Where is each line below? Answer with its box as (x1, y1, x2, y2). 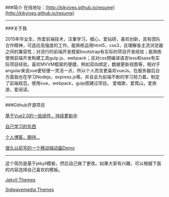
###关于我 (5, 25, 27, 31)
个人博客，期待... (5, 134, 40, 140)
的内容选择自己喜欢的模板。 (5, 167, 63, 173)
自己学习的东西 (5, 123, 36, 129)
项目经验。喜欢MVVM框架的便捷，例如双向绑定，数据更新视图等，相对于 (9, 61, 160, 67)
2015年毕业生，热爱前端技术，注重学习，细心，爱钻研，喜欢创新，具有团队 (5, 36, 161, 42)
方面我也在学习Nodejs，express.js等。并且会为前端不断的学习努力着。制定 (5, 74, 160, 80)
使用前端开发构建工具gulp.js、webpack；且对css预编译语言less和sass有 (5, 55, 155, 61)
